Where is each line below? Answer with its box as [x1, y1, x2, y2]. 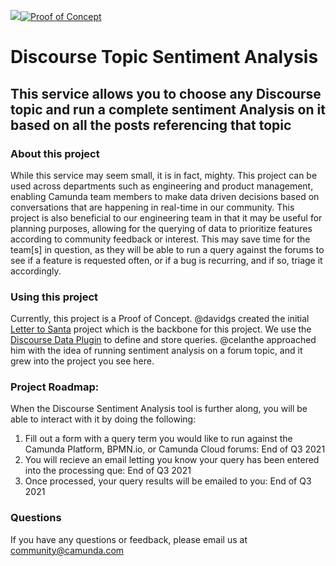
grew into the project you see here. [10, 355, 155, 367]
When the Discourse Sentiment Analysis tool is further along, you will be [10, 403, 308, 415]
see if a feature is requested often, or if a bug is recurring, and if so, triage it [10, 254, 323, 266]
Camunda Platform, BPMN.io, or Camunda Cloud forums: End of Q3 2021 [24, 443, 326, 455]
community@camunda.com [10, 544, 125, 556]
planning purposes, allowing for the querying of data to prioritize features [10, 222, 313, 234]
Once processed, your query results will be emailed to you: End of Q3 [24, 475, 312, 487]
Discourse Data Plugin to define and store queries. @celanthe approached [10, 334, 317, 346]
